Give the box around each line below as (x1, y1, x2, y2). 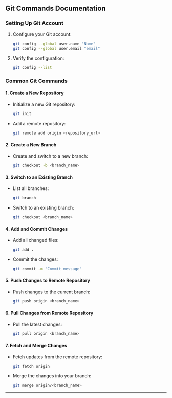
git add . (12, 247, 34, 252)
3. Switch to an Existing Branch (5, 174, 73, 180)
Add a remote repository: (12, 121, 66, 127)
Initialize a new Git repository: (12, 101, 76, 107)
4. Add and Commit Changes (5, 225, 68, 232)
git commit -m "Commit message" (12, 267, 82, 272)
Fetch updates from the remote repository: (12, 354, 102, 360)
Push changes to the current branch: (12, 289, 91, 295)
